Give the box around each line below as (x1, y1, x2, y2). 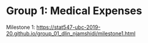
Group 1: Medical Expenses (6, 4, 142, 18)
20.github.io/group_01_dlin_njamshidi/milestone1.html (6, 29, 136, 37)
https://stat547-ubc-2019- (36, 24, 101, 31)
